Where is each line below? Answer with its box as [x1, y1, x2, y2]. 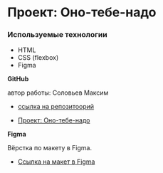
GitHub [7, 75, 29, 83]
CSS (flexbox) [17, 53, 59, 62]
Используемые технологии [7, 30, 108, 40]
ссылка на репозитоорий [17, 103, 95, 111]
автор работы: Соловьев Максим [7, 88, 109, 97]
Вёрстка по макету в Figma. [7, 144, 93, 152]
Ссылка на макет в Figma [17, 157, 95, 166]
